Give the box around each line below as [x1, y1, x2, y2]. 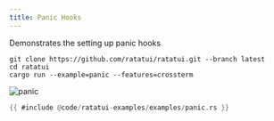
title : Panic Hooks [9, 12, 82, 22]
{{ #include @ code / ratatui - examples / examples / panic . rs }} [9, 103, 229, 112]
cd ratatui [9, 62, 50, 71]
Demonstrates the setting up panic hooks [9, 37, 162, 48]
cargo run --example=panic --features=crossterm [9, 70, 194, 79]
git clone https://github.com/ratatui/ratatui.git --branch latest [9, 54, 266, 63]
